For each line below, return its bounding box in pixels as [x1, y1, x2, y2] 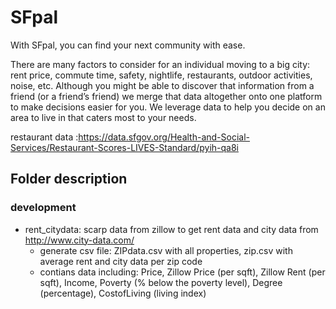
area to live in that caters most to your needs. [10, 111, 197, 123]
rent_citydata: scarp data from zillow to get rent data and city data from [24, 223, 319, 235]
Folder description [10, 171, 128, 188]
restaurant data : [10, 131, 79, 143]
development [10, 201, 77, 215]
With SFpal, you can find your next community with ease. [10, 39, 246, 51]
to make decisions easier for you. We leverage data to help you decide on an [10, 101, 326, 113]
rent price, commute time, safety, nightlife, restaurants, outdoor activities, [10, 69, 313, 81]
